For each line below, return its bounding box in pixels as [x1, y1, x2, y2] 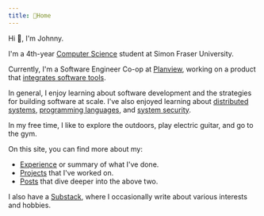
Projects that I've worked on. [19, 168, 114, 177]
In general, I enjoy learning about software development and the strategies [8, 88, 252, 98]
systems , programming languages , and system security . [8, 105, 192, 114]
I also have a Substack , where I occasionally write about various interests [8, 191, 248, 201]
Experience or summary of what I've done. [19, 160, 159, 169]
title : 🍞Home [8, 11, 52, 20]
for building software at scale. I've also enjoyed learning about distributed [8, 96, 249, 106]
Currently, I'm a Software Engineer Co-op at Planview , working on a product [8, 64, 256, 74]
